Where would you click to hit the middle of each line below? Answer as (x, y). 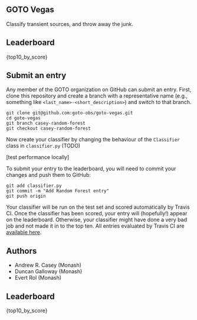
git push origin (26, 196)
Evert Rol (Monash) (38, 278)
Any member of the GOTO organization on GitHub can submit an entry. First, (99, 90)
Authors (22, 251)
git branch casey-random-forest (46, 124)
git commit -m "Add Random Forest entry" (58, 191)
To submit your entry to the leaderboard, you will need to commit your (91, 169)
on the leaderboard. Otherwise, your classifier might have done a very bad (97, 220)
